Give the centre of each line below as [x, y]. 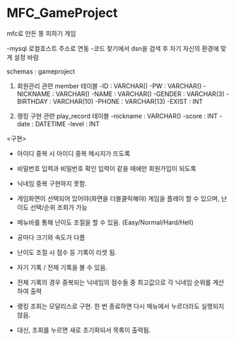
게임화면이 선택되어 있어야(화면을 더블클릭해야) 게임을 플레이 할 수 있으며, [118, 198]
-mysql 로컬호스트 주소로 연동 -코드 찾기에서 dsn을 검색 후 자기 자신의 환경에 [113, 48]
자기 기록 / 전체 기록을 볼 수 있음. [62, 267]
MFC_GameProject [62, 13]
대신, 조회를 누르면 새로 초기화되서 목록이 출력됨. [84, 330]
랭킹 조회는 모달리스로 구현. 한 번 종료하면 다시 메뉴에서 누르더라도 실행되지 [120, 306]
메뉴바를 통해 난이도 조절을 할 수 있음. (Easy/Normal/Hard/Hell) [105, 222]
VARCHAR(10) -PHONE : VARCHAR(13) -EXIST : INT [128, 101]
